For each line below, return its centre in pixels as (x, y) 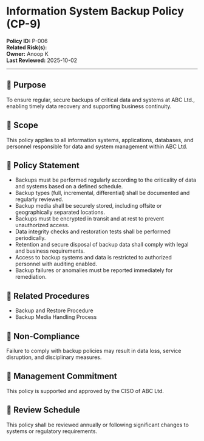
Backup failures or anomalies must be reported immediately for (94, 270)
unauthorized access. (42, 225)
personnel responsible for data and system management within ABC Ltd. (97, 146)
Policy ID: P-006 (27, 41)
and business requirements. (50, 251)
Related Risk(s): (27, 47)
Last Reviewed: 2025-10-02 (42, 60)
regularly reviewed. (39, 199)
